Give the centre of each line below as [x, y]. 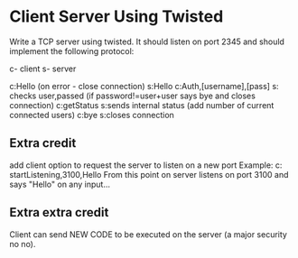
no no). [23, 244]
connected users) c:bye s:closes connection [92, 115]
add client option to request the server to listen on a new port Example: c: [146, 165]
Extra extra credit [59, 212]
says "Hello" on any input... [60, 184]
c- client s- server [43, 69]
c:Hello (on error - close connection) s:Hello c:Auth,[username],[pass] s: [144, 86]
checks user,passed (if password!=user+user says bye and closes [132, 96]
